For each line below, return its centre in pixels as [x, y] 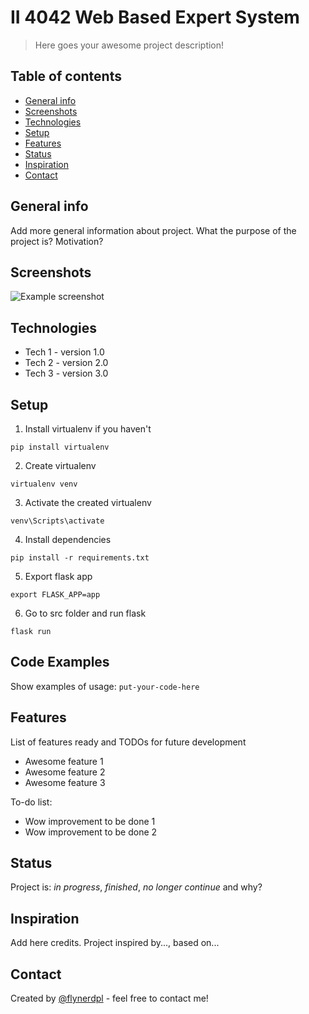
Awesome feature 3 [65, 782]
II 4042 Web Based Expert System [155, 17]
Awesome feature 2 [65, 772]
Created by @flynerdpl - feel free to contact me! [109, 998]
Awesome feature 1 [64, 761]
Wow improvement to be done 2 [91, 832]
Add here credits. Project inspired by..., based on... [115, 943]
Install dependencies [68, 539]
